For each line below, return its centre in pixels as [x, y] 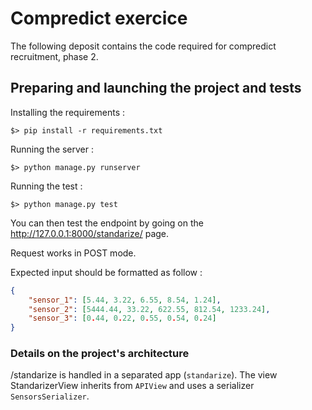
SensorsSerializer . [50, 396]
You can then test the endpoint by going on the [107, 223]
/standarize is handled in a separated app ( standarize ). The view [144, 375]
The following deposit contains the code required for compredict [143, 46]
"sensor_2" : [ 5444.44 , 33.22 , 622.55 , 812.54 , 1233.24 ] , [149, 309]
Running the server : [52, 149]
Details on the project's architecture [100, 354]
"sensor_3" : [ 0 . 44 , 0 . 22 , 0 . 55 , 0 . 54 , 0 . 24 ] [122, 318]
